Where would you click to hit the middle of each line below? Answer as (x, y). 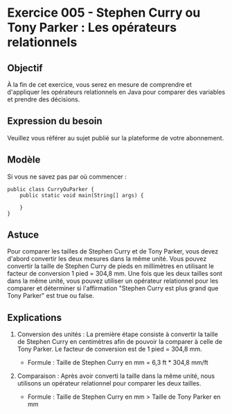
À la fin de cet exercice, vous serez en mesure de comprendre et (100, 84)
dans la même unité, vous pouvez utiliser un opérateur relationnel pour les (113, 281)
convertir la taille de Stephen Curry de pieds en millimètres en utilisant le (111, 266)
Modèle (24, 160)
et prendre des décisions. (44, 99)
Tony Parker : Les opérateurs (92, 27)
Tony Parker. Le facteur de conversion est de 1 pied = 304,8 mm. (109, 349)
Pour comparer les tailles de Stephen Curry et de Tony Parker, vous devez (113, 251)
